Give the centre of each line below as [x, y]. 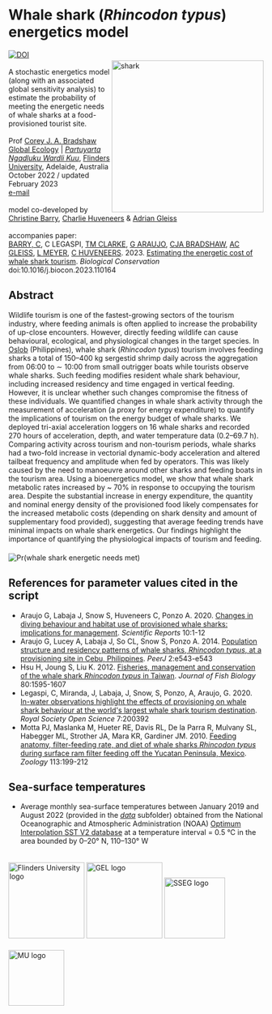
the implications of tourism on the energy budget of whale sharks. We [125, 418]
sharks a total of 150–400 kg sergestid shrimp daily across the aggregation [133, 357]
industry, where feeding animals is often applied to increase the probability [133, 323]
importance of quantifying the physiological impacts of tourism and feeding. [135, 539]
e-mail [19, 192]
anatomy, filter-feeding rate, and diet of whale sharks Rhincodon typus [138, 744]
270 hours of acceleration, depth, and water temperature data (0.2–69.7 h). [134, 435]
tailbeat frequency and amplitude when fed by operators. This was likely [129, 461]
